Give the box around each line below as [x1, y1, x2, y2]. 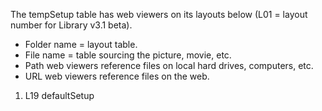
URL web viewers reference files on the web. [24, 70, 210, 82]
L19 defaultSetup [24, 90, 95, 101]
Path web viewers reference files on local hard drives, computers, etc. [24, 60, 314, 71]
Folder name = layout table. [24, 39, 138, 50]
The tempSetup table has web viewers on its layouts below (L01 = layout [10, 9, 308, 20]
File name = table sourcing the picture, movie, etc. [24, 49, 232, 61]
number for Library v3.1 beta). [10, 19, 133, 31]
